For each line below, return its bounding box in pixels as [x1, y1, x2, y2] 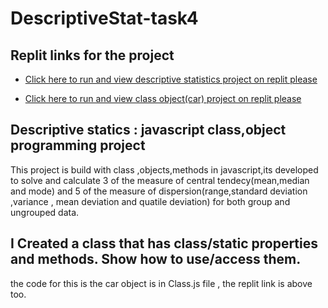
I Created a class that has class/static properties [10, 235, 319, 252]
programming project [10, 137, 146, 154]
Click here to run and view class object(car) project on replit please [24, 93, 302, 104]
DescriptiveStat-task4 [10, 7, 199, 30]
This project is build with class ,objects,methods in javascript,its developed [10, 163, 319, 176]
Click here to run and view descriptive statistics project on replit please [24, 73, 318, 85]
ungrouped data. [10, 206, 80, 218]
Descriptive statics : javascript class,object [10, 122, 287, 139]
